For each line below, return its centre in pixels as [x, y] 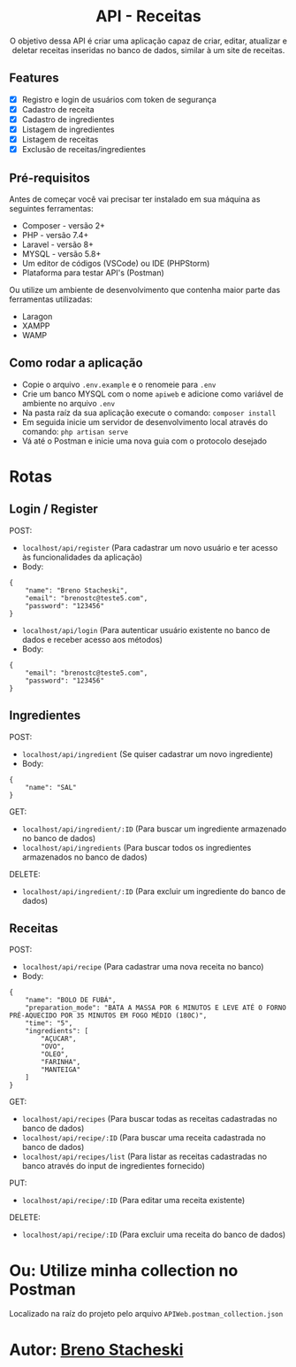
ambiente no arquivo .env [68, 403]
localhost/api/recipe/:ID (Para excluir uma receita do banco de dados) [154, 1235]
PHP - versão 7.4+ [55, 235]
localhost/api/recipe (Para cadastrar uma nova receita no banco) [143, 967]
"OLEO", [55, 1054]
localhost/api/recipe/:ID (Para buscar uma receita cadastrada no [144, 1138]
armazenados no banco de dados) [84, 857]
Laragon [37, 316]
